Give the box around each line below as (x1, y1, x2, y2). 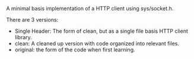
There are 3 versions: (6, 16, 59, 23)
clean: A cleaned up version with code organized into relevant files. (14, 40, 180, 47)
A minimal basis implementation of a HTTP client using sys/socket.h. (6, 5, 174, 12)
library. (14, 34, 33, 40)
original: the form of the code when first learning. (14, 46, 135, 53)
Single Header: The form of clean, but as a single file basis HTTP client (14, 27, 189, 34)
